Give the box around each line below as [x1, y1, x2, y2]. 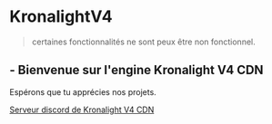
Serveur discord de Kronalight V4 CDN [9, 104, 155, 115]
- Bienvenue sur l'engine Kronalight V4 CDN [9, 62, 264, 78]
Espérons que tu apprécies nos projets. [9, 86, 156, 97]
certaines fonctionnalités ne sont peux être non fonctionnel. [31, 36, 257, 47]
